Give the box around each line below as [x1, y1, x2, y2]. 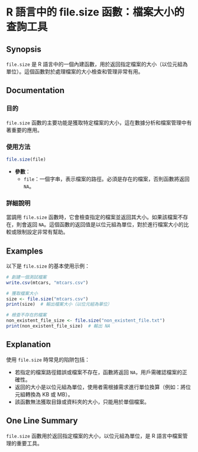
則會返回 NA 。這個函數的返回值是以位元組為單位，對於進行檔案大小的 [16, 221, 184, 228]
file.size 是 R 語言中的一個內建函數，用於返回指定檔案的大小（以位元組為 [6, 60, 188, 68]
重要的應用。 [11, 126, 43, 133]
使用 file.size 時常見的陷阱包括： [6, 356, 90, 363]
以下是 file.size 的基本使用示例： [6, 262, 90, 270]
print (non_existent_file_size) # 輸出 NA [6, 323, 111, 329]
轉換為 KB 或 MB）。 [25, 390, 73, 397]
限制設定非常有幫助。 [16, 229, 69, 236]
